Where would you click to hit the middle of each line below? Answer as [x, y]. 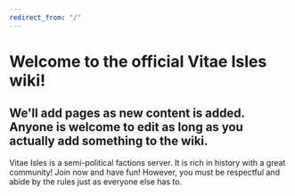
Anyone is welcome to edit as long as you [126, 127]
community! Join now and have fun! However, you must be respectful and [145, 172]
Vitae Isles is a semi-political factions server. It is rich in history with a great [147, 162]
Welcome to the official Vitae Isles [138, 61]
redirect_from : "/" [45, 17]
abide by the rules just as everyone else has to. [96, 181]
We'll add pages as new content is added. [127, 114]
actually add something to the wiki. [109, 141]
